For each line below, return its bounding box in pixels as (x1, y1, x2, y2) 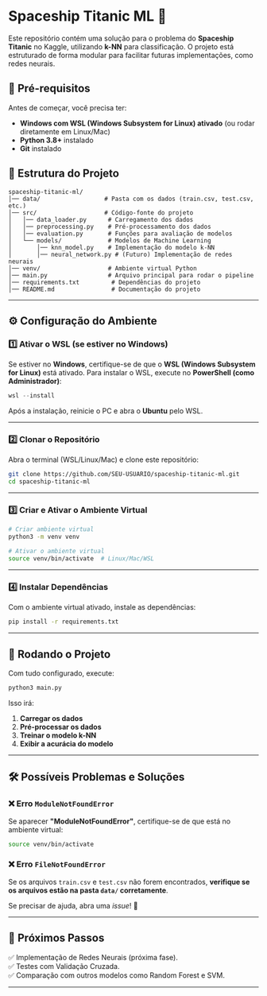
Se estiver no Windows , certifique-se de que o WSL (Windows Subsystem (8, 359, 256, 369)
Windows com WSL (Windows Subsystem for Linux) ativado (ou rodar (19, 118, 255, 128)
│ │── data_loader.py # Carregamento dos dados (8, 215, 194, 223)
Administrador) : (8, 377, 62, 386)
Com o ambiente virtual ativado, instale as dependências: (8, 603, 196, 612)
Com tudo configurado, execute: (8, 668, 115, 678)
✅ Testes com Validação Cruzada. (8, 961, 120, 971)
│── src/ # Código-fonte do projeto (8, 208, 194, 217)
